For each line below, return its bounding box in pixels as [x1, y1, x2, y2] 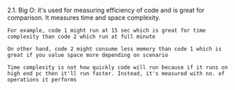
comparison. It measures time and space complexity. [7, 13, 160, 22]
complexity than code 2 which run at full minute [7, 33, 156, 40]
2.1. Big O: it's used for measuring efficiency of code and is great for [7, 6, 205, 14]
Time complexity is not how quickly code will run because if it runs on [7, 64, 229, 71]
